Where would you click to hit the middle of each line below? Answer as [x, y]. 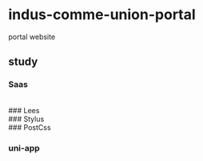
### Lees [24, 110]
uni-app [24, 147]
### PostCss [30, 127]
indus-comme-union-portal [102, 15]
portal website [32, 37]
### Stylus [26, 119]
